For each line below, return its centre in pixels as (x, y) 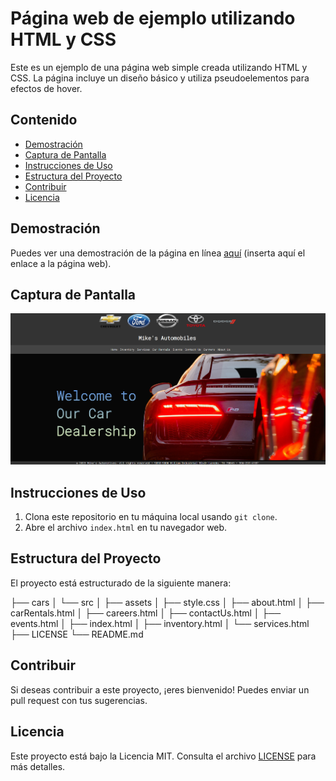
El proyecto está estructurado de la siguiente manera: (121, 583)
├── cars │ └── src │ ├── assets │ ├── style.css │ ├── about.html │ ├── (167, 602)
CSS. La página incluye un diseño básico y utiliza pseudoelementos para (160, 78)
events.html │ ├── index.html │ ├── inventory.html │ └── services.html (160, 623)
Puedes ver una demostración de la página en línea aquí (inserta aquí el (158, 253)
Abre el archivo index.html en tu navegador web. (126, 528)
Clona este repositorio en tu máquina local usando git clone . (151, 517)
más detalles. (38, 766)
